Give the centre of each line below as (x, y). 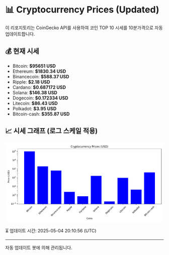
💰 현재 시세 (22, 51)
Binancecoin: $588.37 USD (41, 76)
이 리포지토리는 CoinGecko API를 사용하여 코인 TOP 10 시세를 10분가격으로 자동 (84, 28)
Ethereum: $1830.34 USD (39, 71)
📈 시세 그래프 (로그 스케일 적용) (52, 131)
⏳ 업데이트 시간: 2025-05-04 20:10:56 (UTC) (51, 230)
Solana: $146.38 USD (35, 92)
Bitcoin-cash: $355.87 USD (41, 114)
